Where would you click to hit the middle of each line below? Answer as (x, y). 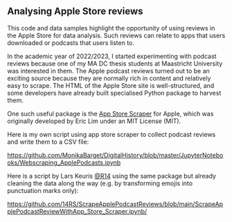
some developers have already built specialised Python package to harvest (114, 93)
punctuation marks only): (43, 190)
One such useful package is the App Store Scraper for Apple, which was (110, 113)
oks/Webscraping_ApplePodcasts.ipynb (64, 163)
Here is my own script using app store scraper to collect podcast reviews (111, 134)
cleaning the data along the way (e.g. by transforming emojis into (100, 183)
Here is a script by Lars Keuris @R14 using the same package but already (112, 176)
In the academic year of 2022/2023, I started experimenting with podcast (112, 56)
